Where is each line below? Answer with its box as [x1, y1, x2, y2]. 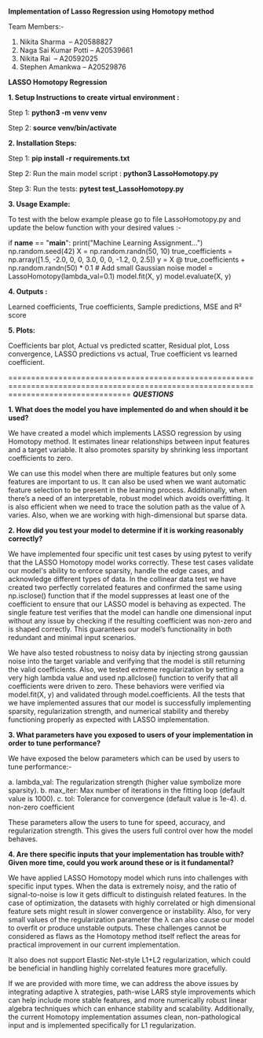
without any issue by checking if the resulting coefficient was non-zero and [8, 617, 253, 625]
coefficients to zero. [8, 454, 73, 462]
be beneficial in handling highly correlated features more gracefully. [8, 963, 228, 973]
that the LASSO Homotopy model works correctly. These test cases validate [8, 558, 254, 567]
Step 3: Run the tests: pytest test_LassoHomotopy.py [8, 184, 184, 193]
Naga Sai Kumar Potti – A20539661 [19, 46, 133, 54]
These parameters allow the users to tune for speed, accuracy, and [8, 818, 225, 826]
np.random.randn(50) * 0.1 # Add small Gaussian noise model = [8, 263, 214, 272]
